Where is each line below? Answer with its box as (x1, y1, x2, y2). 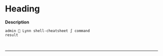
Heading (5, 3, 40, 14)
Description (5, 19, 30, 25)
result (5, 33, 18, 37)
